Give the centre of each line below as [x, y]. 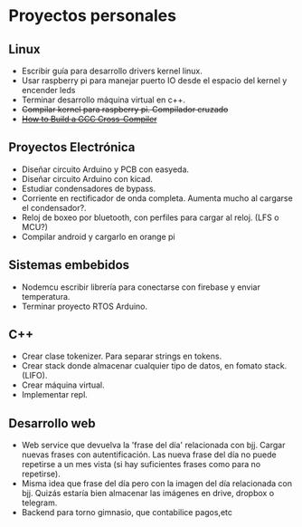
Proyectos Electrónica [72, 147]
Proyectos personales [93, 16]
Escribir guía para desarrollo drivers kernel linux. [112, 71]
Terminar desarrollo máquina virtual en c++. [104, 100]
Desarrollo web [52, 423]
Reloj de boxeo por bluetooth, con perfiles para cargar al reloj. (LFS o [150, 217]
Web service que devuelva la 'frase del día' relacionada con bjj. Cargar [153, 446]
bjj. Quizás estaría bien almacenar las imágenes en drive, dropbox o [148, 493]
